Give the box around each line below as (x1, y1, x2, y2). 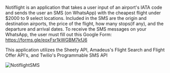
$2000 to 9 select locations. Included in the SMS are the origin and (5, 15, 147, 21)
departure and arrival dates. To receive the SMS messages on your (5, 26, 147, 32)
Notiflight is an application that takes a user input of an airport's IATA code (5, 5, 162, 10)
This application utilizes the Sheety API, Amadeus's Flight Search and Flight (5, 47, 165, 53)
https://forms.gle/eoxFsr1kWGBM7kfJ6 (5, 37, 88, 43)
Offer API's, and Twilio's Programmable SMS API (5, 52, 108, 58)
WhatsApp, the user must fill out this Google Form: (5, 32, 112, 37)
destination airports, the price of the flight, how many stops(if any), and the (5, 20, 164, 27)
